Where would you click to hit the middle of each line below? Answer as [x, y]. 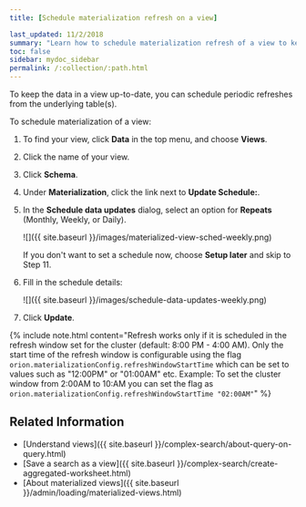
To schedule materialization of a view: [81, 121]
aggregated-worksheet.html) [77, 473]
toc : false [30, 51]
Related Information [67, 422]
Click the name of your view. [76, 157]
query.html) [44, 453]
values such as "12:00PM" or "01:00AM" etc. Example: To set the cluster [145, 374]
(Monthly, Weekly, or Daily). [74, 219]
